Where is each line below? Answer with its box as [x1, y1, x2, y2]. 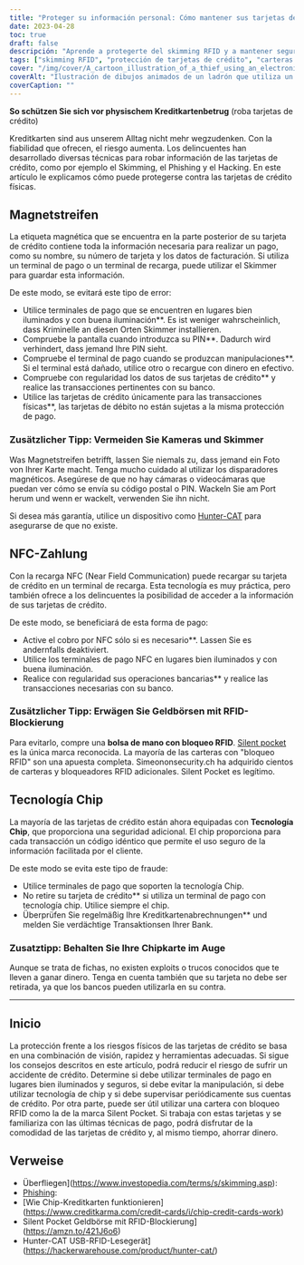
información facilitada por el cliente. [9, 845, 143, 856]
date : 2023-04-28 [9, 22, 75, 31]
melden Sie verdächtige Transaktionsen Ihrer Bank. [22, 919, 214, 929]
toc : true [9, 30, 47, 39]
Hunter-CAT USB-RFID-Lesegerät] [22, 1235, 151, 1246]
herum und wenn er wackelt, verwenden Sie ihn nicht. [9, 492, 211, 503]
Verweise [9, 1153, 64, 1169]
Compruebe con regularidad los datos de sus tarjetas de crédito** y [22, 373, 276, 384]
